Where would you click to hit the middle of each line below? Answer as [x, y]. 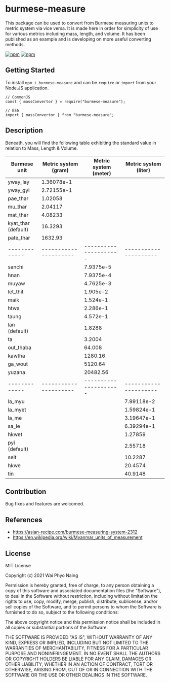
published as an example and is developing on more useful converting [78, 39]
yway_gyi [19, 190]
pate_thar [19, 237]
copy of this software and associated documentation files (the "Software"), [83, 591]
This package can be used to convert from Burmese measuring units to [79, 23]
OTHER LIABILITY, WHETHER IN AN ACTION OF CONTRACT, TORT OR [79, 664]
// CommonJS [18, 97]
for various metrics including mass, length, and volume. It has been [75, 33]
